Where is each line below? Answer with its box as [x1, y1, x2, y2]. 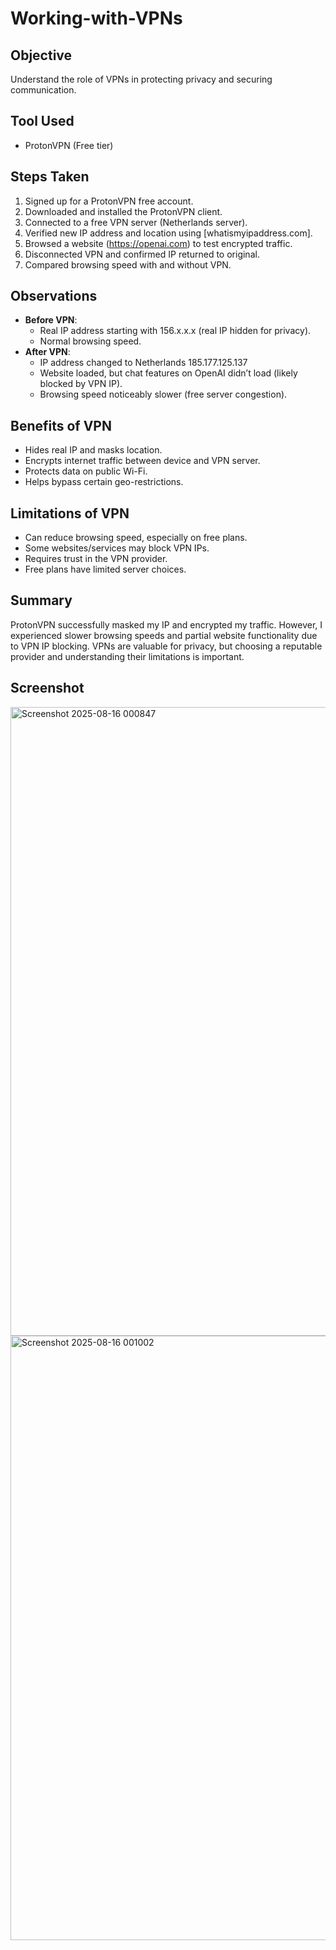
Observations [10, 288, 98, 305]
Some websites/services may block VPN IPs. [24, 542, 210, 554]
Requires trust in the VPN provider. [24, 553, 168, 565]
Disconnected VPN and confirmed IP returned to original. [24, 248, 260, 260]
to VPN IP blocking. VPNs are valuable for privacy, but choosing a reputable [10, 640, 323, 652]
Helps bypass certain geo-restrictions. [24, 476, 184, 488]
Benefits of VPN [10, 417, 112, 434]
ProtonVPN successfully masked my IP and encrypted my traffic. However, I [10, 618, 323, 631]
